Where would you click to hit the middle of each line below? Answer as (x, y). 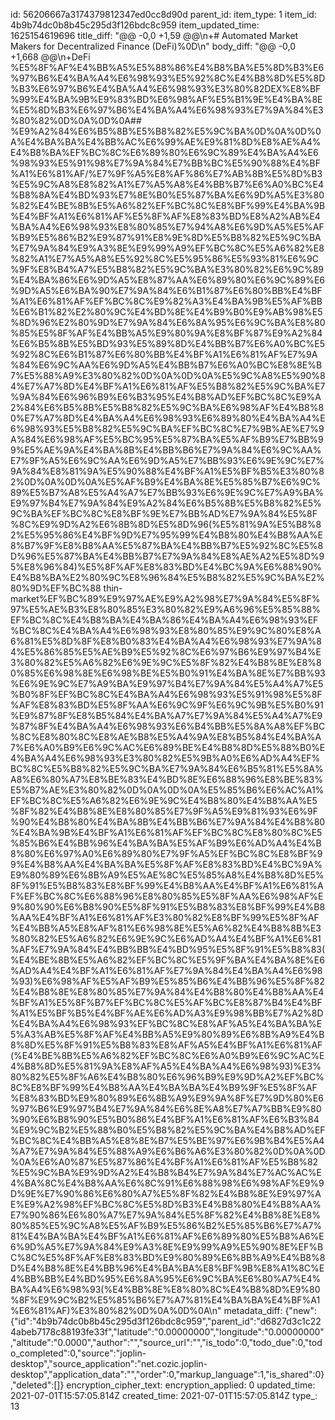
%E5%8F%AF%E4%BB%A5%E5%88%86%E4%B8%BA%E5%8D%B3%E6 (167, 67)
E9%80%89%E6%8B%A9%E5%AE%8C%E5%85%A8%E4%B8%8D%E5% (167, 875)
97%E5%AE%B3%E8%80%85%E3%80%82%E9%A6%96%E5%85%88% (165, 609)
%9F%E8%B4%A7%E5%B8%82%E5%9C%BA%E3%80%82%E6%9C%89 (167, 269)
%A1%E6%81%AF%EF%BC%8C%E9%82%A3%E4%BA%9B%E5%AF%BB (166, 301)
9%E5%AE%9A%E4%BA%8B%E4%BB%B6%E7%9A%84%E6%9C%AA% (166, 450)
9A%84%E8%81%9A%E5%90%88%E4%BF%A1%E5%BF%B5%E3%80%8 (167, 471)
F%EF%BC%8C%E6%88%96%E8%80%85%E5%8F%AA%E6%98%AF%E (167, 896)
